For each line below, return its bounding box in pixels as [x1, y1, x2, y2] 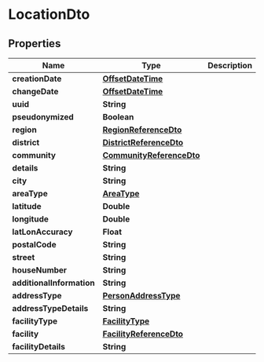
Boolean [102, 112, 134, 122]
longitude [12, 214, 49, 225]
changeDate [12, 86, 59, 97]
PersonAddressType [102, 291, 181, 301]
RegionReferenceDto [102, 124, 182, 135]
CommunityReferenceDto [102, 150, 200, 160]
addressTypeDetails [12, 303, 89, 313]
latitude [12, 201, 42, 211]
